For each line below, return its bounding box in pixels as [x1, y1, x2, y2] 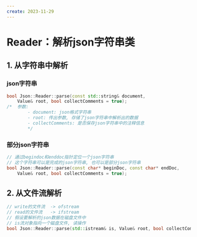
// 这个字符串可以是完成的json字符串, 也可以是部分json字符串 [6, 159, 141, 165]
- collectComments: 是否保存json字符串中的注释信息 [27, 120, 145, 126]
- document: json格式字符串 [27, 109, 92, 116]
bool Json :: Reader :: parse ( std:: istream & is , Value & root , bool [6, 225, 164, 231]
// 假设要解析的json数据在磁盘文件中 [6, 214, 87, 221]
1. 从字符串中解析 [6, 61, 68, 71]
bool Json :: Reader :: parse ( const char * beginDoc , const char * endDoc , [6, 165, 180, 171]
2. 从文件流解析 [6, 188, 62, 198]
